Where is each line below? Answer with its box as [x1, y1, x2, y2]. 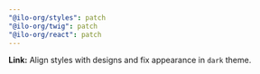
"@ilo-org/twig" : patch [8, 22, 98, 31]
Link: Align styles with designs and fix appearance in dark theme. [8, 55, 252, 66]
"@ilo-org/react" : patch [8, 30, 102, 39]
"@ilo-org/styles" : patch [8, 13, 106, 23]
